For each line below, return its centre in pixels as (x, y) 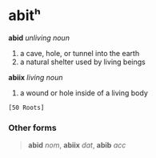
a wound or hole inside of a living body (84, 93)
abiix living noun (36, 77)
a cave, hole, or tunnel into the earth (80, 53)
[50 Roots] (26, 107)
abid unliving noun (39, 38)
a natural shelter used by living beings (82, 62)
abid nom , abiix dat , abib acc (77, 145)
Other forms (33, 128)
